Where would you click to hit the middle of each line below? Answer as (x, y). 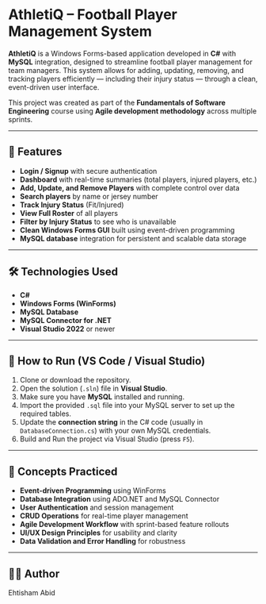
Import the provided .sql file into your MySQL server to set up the (127, 406)
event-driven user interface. (54, 87)
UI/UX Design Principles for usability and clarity (99, 533)
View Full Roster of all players (69, 213)
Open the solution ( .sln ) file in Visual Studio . (93, 389)
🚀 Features (35, 152)
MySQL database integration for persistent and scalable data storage (133, 238)
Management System (80, 31)
